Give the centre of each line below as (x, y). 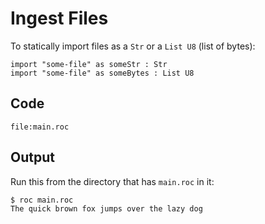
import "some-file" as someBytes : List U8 (102, 73)
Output (32, 157)
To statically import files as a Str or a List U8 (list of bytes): (133, 46)
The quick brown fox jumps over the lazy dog (106, 208)
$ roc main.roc (42, 200)
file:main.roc (40, 127)
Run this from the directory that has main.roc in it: (112, 181)
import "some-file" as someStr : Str (89, 64)
